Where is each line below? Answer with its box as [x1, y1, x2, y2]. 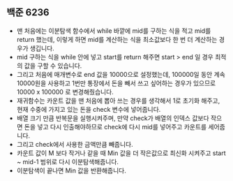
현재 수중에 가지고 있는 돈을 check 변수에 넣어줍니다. [16, 105, 161, 113]
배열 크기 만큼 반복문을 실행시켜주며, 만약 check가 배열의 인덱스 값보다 [16, 114, 210, 122]
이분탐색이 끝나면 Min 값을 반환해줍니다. [16, 166, 126, 175]
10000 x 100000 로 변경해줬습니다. [16, 87, 114, 96]
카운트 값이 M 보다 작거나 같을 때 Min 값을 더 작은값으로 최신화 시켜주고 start [16, 149, 226, 157]
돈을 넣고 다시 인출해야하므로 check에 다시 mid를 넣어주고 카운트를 [24, 122, 207, 131]
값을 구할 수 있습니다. [24, 61, 82, 70]
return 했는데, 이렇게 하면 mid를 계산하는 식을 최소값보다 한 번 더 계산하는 [16, 35, 218, 43]
